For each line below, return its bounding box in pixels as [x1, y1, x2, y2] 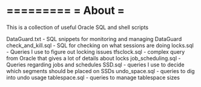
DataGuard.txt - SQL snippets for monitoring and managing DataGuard [6, 35, 182, 42]
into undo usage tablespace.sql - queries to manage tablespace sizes [6, 74, 180, 81]
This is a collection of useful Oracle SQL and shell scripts [6, 24, 149, 31]
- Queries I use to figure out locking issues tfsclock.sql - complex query [6, 48, 185, 55]
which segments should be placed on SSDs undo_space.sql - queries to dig [6, 67, 195, 74]
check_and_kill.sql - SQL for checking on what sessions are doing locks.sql [6, 42, 194, 49]
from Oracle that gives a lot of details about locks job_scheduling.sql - [6, 54, 181, 62]
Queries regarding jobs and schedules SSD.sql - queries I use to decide [6, 61, 185, 68]
